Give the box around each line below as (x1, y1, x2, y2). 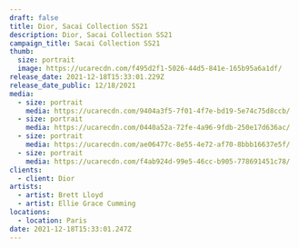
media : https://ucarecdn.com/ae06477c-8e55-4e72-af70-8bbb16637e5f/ (25, 140, 291, 149)
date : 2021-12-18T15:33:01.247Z (9, 224, 132, 233)
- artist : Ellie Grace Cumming (17, 199, 136, 209)
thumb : (9, 47, 35, 56)
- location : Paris (17, 215, 88, 225)
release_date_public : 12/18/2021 (9, 81, 136, 90)
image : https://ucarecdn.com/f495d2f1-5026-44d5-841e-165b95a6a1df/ (17, 64, 283, 74)
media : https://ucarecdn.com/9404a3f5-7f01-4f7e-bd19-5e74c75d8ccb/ (25, 106, 291, 115)
